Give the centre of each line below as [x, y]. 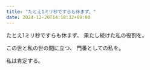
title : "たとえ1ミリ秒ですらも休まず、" [51, 12]
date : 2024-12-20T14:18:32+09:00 [48, 17]
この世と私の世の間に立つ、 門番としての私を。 [65, 48]
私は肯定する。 [25, 60]
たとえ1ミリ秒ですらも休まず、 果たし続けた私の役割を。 [77, 35]
